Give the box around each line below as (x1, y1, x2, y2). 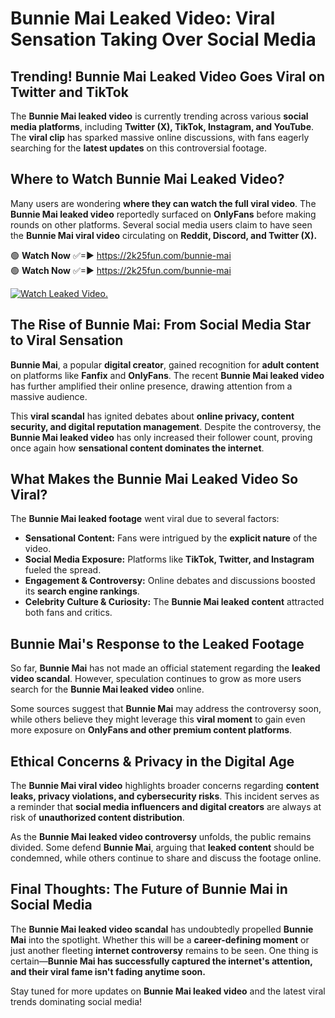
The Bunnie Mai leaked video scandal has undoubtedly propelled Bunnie (10, 923, 314, 935)
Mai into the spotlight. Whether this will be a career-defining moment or (10, 933, 310, 946)
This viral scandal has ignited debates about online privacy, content (10, 410, 295, 422)
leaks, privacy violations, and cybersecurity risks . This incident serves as (10, 790, 320, 802)
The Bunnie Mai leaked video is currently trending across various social (10, 110, 309, 122)
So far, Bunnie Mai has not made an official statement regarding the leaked (10, 662, 321, 674)
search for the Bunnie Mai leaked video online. (10, 683, 205, 696)
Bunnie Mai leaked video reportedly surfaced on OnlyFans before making (10, 208, 317, 220)
